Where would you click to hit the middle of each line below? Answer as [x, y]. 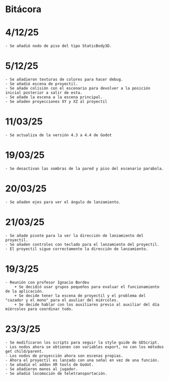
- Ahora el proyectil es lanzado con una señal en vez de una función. [82, 360]
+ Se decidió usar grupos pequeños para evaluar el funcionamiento [87, 287]
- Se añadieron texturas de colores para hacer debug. [64, 79]
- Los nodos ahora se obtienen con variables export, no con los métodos [85, 347]
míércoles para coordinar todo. [39, 309]
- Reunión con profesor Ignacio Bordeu [47, 282]
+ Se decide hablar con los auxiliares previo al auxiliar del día [87, 305]
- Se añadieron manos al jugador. [42, 369]
